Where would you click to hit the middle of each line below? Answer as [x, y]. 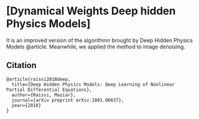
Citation [22, 65]
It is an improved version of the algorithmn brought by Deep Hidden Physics [99, 40]
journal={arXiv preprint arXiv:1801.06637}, [68, 100]
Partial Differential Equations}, [49, 90]
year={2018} [27, 105]
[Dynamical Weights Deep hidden [91, 11]
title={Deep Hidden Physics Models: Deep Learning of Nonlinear [93, 84]
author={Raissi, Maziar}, [44, 95]
